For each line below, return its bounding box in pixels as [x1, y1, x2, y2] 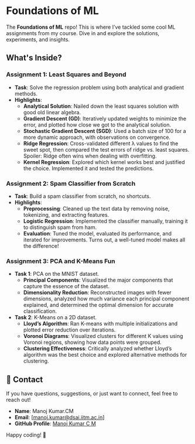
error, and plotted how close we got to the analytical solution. [23, 121, 172, 128]
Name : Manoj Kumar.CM [14, 408, 74, 415]
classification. [23, 308, 57, 315]
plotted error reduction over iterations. [23, 326, 116, 333]
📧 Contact [6, 374, 43, 384]
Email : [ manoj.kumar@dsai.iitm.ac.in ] [14, 414, 105, 421]
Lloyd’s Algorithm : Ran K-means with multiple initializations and [23, 320, 178, 327]
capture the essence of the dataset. [23, 283, 110, 290]
